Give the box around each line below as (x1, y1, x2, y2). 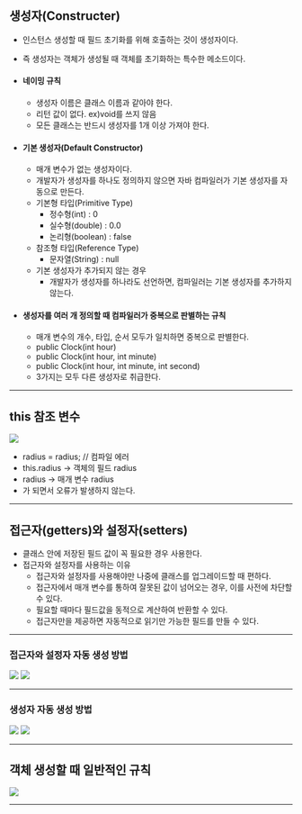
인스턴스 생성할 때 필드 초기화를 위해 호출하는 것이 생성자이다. (22, 34, 239, 45)
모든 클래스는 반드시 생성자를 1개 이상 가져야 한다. (35, 120, 209, 131)
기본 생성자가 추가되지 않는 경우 (35, 265, 147, 276)
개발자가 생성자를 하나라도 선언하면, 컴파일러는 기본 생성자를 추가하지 (49, 276, 292, 287)
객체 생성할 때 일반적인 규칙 (9, 763, 151, 778)
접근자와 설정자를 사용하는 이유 (22, 559, 131, 570)
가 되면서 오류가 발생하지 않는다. (22, 485, 136, 496)
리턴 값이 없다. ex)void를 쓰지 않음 (35, 109, 157, 120)
